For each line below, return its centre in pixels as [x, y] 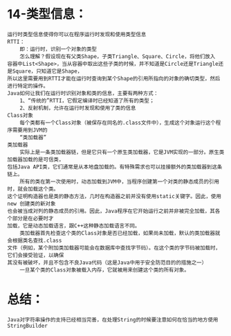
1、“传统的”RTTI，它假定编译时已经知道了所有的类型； [87, 100]
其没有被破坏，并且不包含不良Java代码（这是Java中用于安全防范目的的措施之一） [107, 263]
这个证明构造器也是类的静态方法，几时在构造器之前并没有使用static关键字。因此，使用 [114, 196]
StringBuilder [28, 326]
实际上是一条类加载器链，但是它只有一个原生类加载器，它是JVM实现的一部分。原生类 [122, 152]
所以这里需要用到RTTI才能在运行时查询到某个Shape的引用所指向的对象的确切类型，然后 [114, 78]
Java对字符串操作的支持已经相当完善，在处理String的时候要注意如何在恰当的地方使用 [113, 319]
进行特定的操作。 [28, 86]
